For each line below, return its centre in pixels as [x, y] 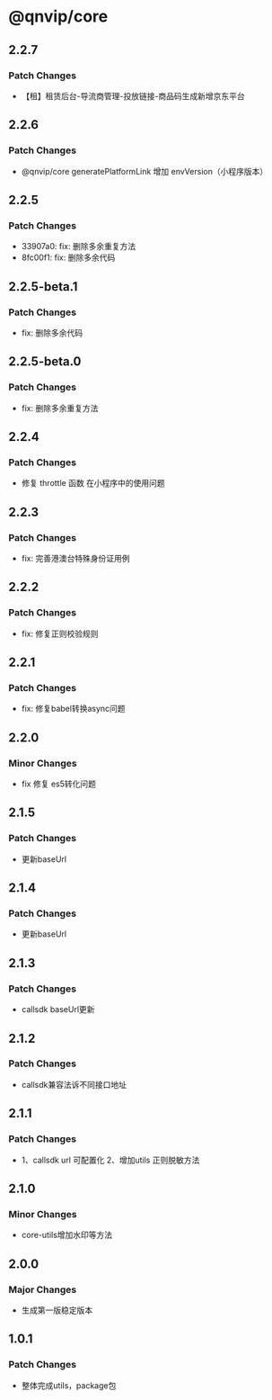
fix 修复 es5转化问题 [58, 784]
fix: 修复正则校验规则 [60, 633]
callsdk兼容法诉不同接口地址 [74, 1084]
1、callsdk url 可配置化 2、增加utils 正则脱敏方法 [110, 1160]
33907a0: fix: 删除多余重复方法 [79, 247]
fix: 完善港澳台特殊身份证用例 [75, 558]
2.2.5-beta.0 [45, 362]
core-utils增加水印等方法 [67, 1235]
